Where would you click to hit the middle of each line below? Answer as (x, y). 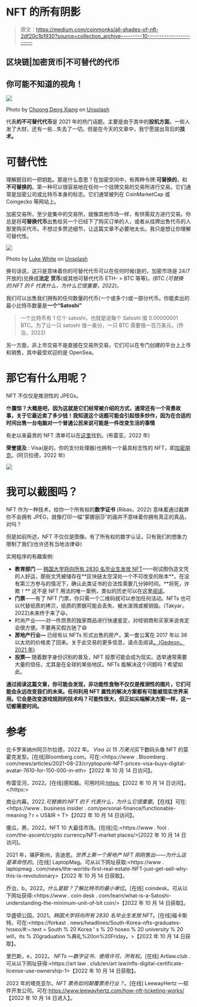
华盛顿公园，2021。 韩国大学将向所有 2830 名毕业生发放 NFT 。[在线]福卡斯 (97, 915)
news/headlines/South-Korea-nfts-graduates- (126, 922)
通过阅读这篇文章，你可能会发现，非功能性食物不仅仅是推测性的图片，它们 (96, 684)
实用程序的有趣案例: (30, 556)
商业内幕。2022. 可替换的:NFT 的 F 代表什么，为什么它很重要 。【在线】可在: (97, 801)
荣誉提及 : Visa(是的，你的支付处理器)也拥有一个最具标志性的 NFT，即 (91, 448)
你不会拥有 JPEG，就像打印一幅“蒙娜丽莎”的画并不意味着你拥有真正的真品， (98, 517)
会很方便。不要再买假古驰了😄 (51, 627)
